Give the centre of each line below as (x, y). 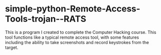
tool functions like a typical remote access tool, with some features (72, 37)
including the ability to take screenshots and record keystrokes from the (77, 42)
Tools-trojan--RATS (46, 19)
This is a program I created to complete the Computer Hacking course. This (81, 32)
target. (12, 47)
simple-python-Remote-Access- (73, 9)
